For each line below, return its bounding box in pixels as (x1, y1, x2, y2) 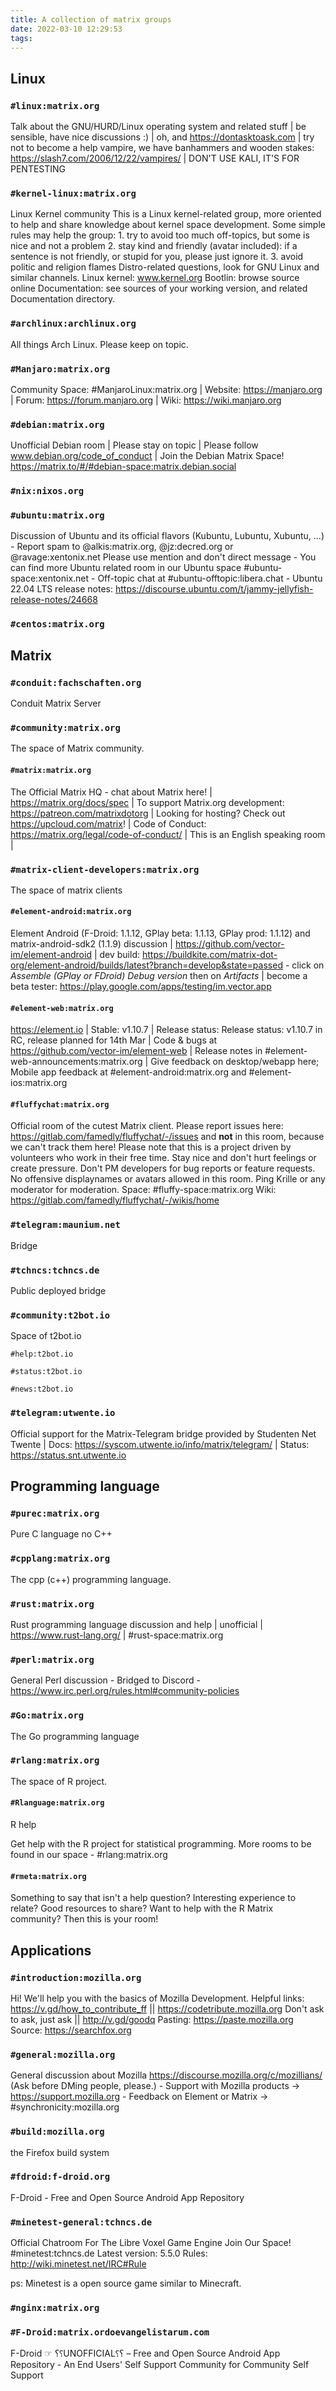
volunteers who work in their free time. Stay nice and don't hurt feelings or (10, 1152, 317, 1164)
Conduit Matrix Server (10, 697, 102, 710)
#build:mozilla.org (10, 2126, 105, 2138)
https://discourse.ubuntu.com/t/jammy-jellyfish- (114, 583, 314, 595)
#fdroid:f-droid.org (10, 2171, 111, 2183)
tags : (10, 33, 33, 43)
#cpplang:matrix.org (10, 1553, 111, 1565)
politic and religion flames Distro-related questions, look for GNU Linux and (10, 261, 320, 273)
